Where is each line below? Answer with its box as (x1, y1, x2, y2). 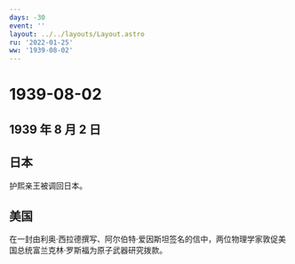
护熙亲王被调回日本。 (9, 180, 87, 191)
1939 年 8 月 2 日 (9, 122, 101, 137)
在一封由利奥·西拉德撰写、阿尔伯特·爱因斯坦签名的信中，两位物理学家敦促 (9, 234, 279, 244)
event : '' (9, 21, 46, 30)
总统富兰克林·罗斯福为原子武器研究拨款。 (16, 245, 168, 256)
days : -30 (9, 12, 46, 22)
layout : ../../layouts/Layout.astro (9, 29, 145, 38)
